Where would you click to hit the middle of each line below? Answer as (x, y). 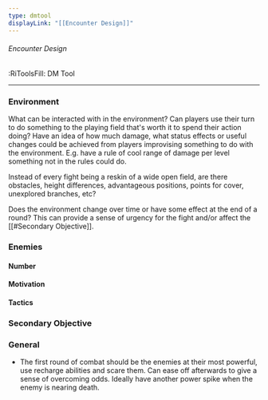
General (24, 344)
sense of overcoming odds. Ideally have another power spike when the (136, 378)
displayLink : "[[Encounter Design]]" (71, 23)
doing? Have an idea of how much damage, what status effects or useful (128, 136)
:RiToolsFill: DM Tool (42, 73)
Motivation (27, 284)
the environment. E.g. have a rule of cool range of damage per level (119, 153)
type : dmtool (30, 16)
